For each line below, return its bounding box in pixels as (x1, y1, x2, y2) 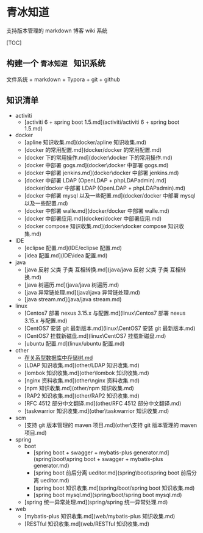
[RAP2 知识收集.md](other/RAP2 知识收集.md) (24, 392, 140, 399)
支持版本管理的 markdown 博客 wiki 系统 (6, 27, 108, 34)
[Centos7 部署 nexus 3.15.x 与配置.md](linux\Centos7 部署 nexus (24, 309, 186, 317)
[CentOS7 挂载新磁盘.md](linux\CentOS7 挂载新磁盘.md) (24, 332, 166, 339)
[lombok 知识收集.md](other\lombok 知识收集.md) (24, 369, 149, 376)
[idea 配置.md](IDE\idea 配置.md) (24, 251, 108, 259)
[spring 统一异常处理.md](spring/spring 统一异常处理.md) (24, 498, 168, 506)
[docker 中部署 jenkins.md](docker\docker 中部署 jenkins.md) (24, 169, 179, 176)
